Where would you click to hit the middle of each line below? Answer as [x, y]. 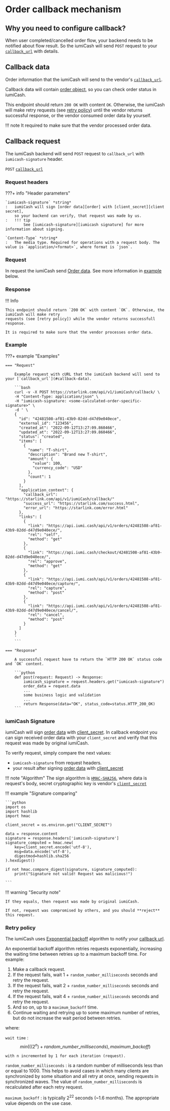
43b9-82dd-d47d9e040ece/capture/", [43, 584]
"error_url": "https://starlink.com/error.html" [76, 508]
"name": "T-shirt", [48, 450]
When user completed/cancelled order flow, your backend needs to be [79, 40]
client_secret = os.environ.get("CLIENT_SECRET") [59, 825]
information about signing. [35, 229]
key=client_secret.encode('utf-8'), [53, 847]
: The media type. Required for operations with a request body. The [82, 242]
